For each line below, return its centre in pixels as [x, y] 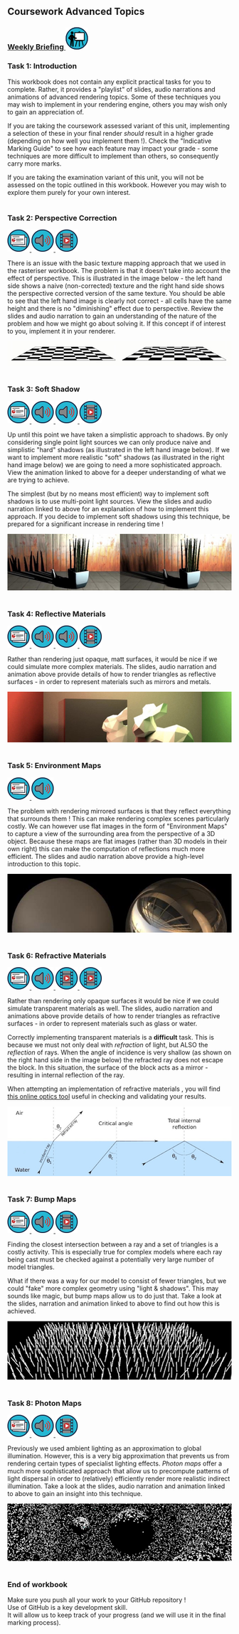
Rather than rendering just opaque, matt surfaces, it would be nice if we [113, 659]
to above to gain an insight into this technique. [75, 1494]
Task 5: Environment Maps [54, 766]
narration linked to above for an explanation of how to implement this [108, 508]
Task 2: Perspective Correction [62, 218]
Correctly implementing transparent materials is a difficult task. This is [111, 1037]
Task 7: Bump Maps [42, 1199]
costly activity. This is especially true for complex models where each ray [115, 1252]
